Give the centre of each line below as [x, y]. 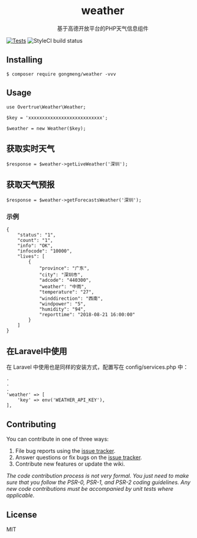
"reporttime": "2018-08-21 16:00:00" [87, 315]
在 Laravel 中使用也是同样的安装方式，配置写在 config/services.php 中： [97, 367]
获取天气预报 [31, 184]
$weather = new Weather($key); [46, 128]
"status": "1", [37, 235]
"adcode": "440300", [65, 280]
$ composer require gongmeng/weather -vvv [61, 74]
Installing [24, 60]
